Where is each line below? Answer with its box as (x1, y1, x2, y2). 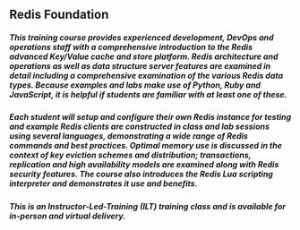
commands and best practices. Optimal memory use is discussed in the (9, 141, 282, 151)
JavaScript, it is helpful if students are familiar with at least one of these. (9, 89, 288, 99)
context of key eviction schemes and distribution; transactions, (9, 149, 252, 160)
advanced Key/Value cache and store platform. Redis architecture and (9, 51, 279, 62)
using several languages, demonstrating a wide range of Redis (9, 131, 249, 141)
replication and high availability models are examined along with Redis (9, 159, 279, 170)
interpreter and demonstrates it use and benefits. (9, 178, 199, 189)
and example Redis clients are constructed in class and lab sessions (9, 121, 270, 132)
